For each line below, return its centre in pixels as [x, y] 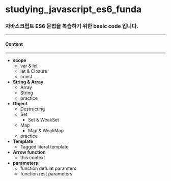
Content [14, 44]
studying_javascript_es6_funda [74, 9]
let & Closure [34, 71]
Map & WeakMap [46, 130]
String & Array [28, 82]
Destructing [33, 109]
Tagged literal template [44, 146]
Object [20, 103]
